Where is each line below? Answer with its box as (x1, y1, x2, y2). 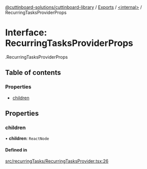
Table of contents (5, 68, 61, 77)
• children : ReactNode (5, 136, 49, 142)
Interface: (5, 27, 47, 38)
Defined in (5, 147, 27, 153)
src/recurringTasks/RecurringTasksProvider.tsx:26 (5, 158, 109, 164)
